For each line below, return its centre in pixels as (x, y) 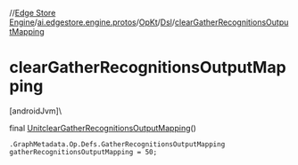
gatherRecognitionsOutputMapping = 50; (83, 152)
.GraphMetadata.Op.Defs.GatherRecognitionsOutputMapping (117, 144)
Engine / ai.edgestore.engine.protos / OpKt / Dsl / (92, 22)
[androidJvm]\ (36, 111)
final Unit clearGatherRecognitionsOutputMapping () (103, 128)
